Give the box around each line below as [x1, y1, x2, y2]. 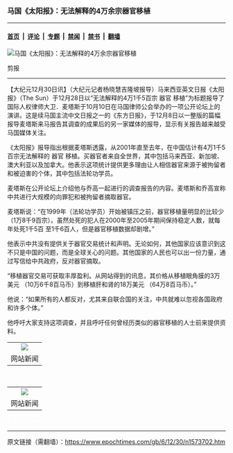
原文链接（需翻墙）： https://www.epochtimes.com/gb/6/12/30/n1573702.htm [7, 437, 225, 445]
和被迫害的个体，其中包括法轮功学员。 [7, 169, 116, 178]
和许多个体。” [7, 303, 44, 311]
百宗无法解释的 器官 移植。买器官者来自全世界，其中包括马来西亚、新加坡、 [7, 151, 223, 160]
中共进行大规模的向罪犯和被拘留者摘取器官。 [7, 192, 135, 200]
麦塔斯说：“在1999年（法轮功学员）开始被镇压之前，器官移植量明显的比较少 [7, 207, 224, 216]
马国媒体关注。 [7, 128, 50, 137]
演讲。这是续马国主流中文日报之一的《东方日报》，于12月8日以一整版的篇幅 [7, 111, 221, 119]
